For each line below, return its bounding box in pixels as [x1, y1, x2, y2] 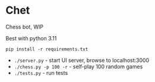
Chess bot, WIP [5, 23, 44, 30]
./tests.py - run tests [14, 69, 68, 76]
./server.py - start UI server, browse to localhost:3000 [14, 56, 150, 64]
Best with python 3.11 [5, 34, 57, 42]
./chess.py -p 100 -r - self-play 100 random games [14, 63, 143, 70]
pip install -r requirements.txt [5, 46, 88, 52]
